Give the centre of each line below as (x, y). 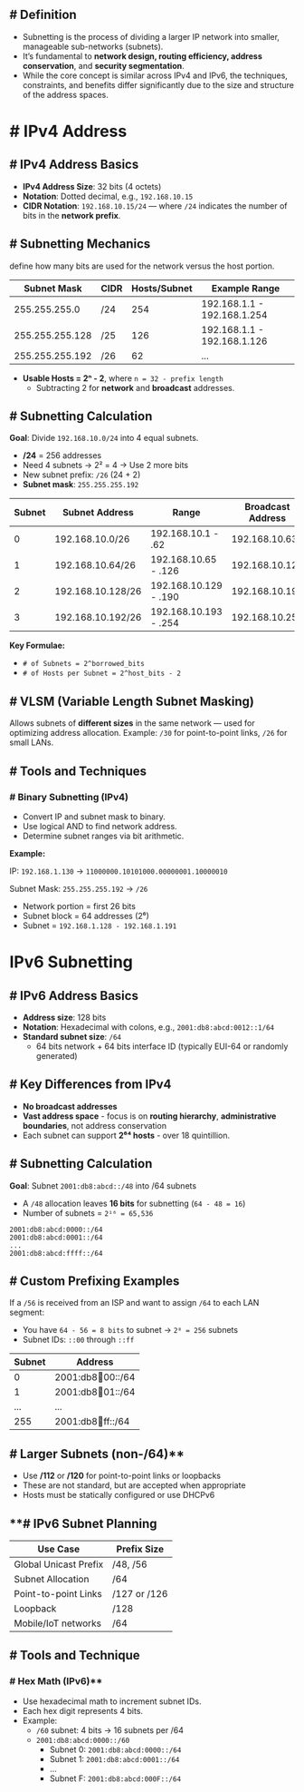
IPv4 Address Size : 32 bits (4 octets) (92, 186)
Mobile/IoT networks (58, 1623)
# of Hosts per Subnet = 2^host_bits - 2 (101, 674)
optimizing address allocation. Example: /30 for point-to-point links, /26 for (148, 733)
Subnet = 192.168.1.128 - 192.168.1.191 (100, 925)
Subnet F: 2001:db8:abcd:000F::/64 (115, 1778)
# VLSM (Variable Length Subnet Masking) (132, 701)
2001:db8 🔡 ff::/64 (92, 1422)
